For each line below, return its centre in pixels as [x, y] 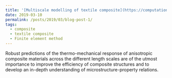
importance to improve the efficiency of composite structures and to [77, 64]
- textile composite [32, 34]
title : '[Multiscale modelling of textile [51, 10]
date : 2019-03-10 [24, 15]
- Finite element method [36, 39]
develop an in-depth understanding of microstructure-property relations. [82, 69]
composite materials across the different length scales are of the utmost [81, 59]
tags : [11, 24]
